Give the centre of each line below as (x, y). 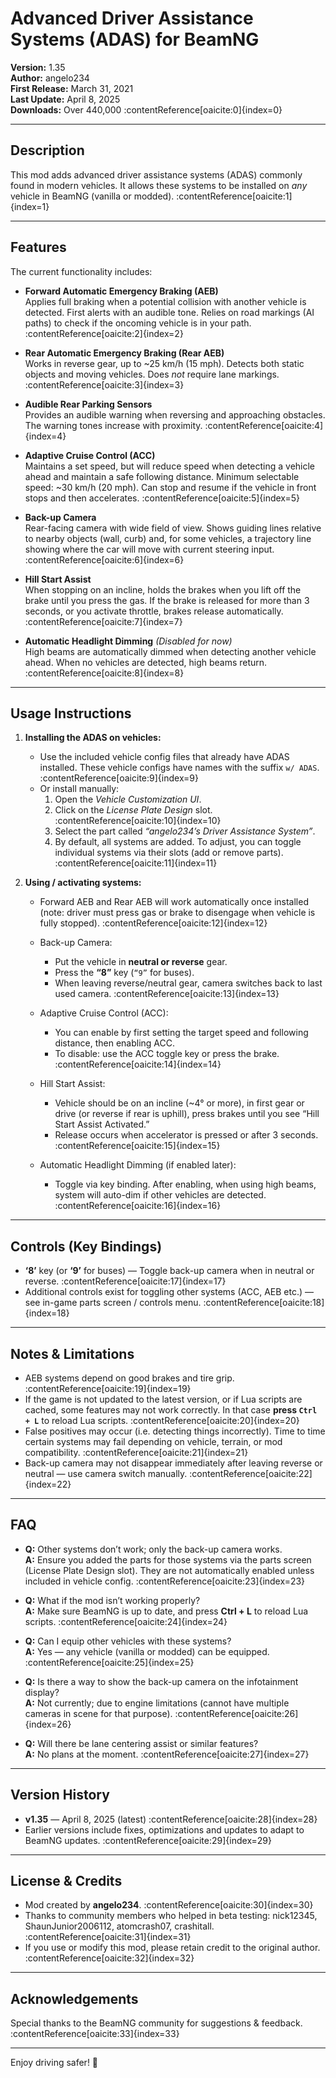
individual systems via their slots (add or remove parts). (169, 853)
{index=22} (48, 1484)
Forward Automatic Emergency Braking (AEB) (121, 291)
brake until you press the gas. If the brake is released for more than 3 (167, 600)
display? (42, 1692)
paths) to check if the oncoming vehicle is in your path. (138, 323)
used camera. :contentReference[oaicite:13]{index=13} (167, 994)
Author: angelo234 (50, 78)
